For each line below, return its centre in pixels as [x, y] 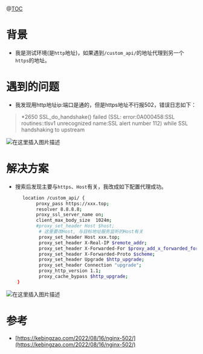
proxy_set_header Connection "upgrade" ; [90, 265]
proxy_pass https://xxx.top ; [73, 204]
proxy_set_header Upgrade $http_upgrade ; [92, 260]
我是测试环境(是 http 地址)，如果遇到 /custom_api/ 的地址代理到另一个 [99, 52]
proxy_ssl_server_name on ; [70, 215]
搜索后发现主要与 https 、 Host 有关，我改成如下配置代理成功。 [91, 186]
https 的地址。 [32, 60]
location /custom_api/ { [53, 198]
